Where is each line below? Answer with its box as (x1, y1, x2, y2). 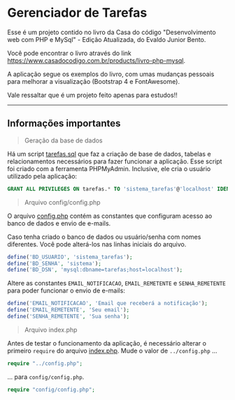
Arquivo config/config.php (24, 198, 101, 207)
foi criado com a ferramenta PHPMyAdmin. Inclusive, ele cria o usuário (7, 164, 211, 172)
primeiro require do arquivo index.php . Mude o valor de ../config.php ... (7, 346, 218, 355)
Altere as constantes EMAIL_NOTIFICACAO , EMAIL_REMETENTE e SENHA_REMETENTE (7, 279, 226, 288)
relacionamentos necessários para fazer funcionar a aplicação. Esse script (7, 157, 222, 165)
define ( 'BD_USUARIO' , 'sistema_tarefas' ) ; (7, 253, 133, 260)
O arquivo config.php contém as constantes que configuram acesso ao (7, 212, 213, 220)
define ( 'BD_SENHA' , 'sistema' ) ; (7, 260, 101, 267)
